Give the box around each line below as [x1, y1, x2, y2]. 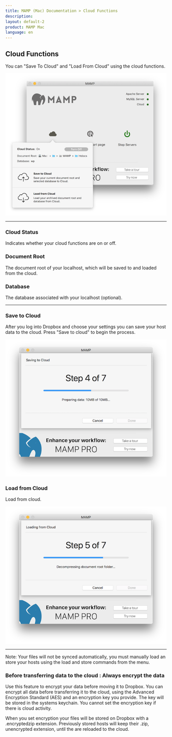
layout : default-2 [5, 19, 45, 24]
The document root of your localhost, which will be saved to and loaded [5, 264, 157, 271]
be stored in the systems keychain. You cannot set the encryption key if [5, 700, 156, 706]
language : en [5, 30, 33, 35]
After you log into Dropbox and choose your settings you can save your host [5, 324, 166, 330]
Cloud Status [5, 228, 38, 236]
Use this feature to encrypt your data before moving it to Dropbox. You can [5, 684, 163, 690]
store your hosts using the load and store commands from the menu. [5, 659, 150, 665]
